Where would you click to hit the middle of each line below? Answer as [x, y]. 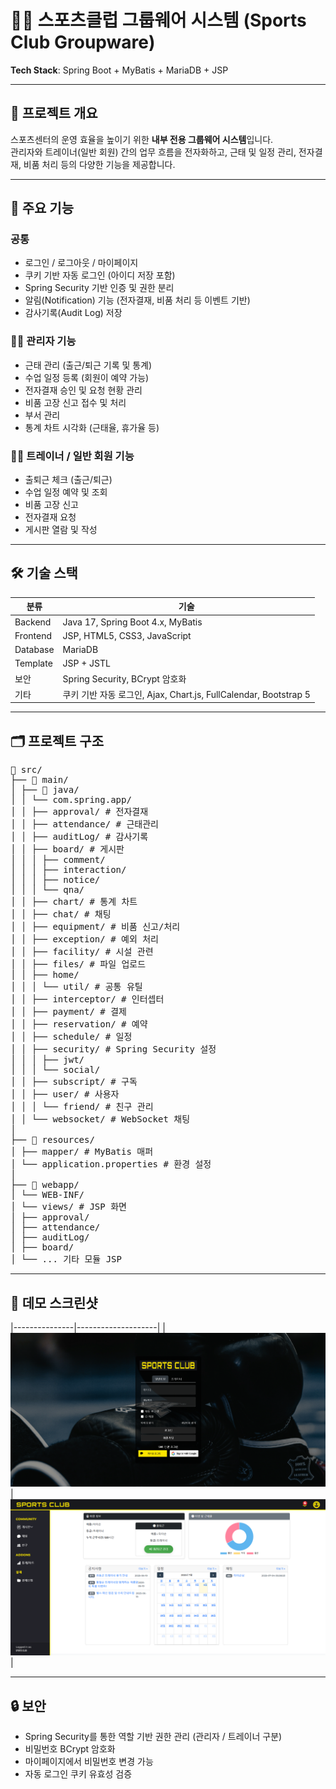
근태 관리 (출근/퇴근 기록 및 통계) [88, 365]
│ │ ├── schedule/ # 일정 [71, 1037]
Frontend [33, 635]
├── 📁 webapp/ [45, 1185]
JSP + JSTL [86, 663]
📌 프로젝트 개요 [54, 113]
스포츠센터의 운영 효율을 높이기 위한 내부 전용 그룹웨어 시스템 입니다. [142, 139]
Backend [33, 622]
